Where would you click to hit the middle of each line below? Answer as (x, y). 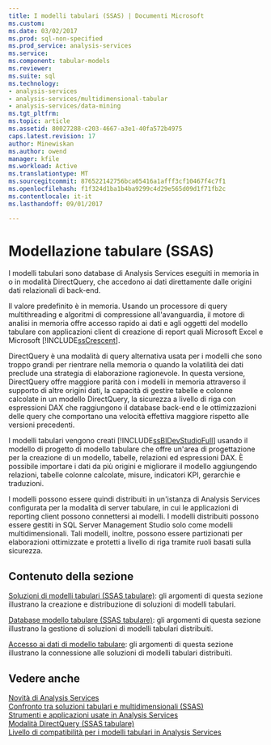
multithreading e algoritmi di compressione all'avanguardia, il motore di (127, 315)
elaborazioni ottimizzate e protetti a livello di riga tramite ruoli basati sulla (130, 542)
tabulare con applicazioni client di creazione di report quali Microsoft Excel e (136, 332)
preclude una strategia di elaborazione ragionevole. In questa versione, (127, 374)
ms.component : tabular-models (59, 61)
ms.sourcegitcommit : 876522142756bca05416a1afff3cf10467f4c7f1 (117, 182)
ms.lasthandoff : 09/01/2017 (56, 204)
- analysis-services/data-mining (65, 106)
